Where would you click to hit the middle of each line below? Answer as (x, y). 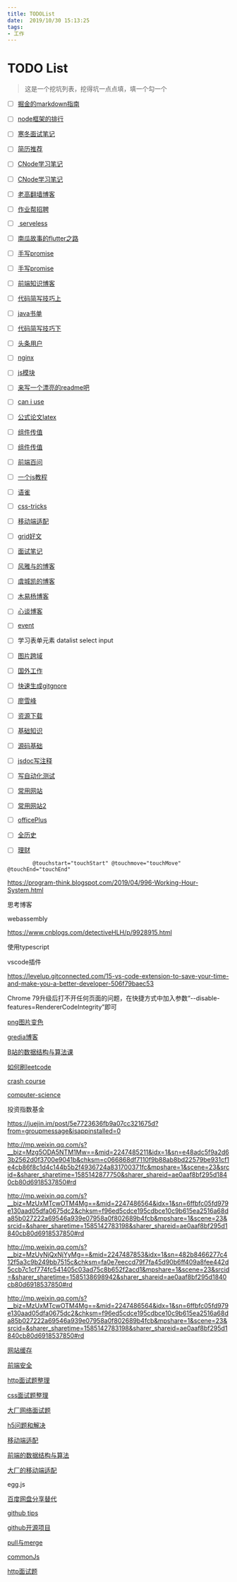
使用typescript (28, 947)
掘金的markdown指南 (48, 104)
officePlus (32, 820)
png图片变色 (25, 1022)
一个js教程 (32, 477)
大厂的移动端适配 (32, 1470)
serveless (34, 223)
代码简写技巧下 (39, 328)
